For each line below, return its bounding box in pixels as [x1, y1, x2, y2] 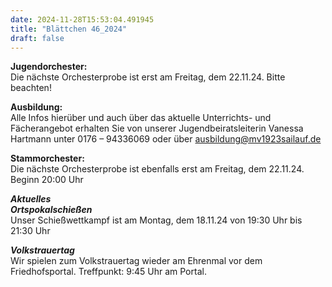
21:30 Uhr [10, 225, 51, 237]
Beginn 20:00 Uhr [10, 174, 84, 186]
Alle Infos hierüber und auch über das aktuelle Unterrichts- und [10, 112, 272, 124]
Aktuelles [10, 193, 52, 205]
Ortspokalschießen [10, 204, 93, 216]
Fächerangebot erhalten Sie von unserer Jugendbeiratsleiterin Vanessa [10, 122, 304, 135]
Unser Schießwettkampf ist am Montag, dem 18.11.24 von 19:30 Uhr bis [10, 214, 303, 226]
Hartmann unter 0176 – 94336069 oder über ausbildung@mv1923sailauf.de [10, 133, 322, 145]
